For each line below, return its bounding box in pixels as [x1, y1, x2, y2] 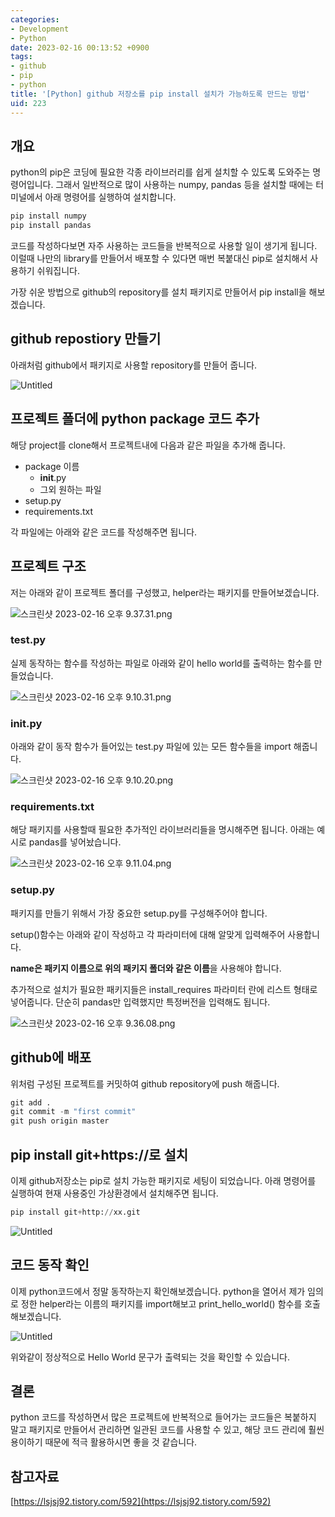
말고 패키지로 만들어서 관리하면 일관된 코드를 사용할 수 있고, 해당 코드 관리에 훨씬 [10, 1424, 325, 1436]
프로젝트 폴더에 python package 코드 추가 [10, 411, 260, 428]
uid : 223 [10, 98, 47, 108]
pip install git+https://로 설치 [10, 1146, 189, 1163]
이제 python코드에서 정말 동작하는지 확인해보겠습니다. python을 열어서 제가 [10, 1285, 306, 1297]
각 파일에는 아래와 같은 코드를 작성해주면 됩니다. [10, 526, 198, 538]
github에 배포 [10, 1049, 92, 1066]
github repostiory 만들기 [10, 331, 162, 348]
